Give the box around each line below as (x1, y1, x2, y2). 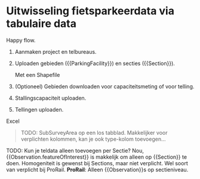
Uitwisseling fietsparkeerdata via (6, 4, 175, 18)
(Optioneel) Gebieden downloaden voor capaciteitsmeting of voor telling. (14, 82, 195, 90)
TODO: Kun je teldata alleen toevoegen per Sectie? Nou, (6, 147, 144, 154)
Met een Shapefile (14, 71, 60, 78)
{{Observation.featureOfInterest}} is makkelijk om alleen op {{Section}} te (6, 153, 187, 161)
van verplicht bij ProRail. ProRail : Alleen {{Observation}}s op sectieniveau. (6, 166, 189, 173)
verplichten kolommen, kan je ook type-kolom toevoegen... (20, 135, 166, 143)
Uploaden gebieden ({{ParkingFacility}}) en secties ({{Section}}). (14, 60, 175, 67)
